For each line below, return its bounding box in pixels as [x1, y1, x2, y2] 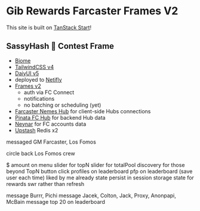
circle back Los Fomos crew [6, 150, 76, 157]
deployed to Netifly [14, 76, 62, 83]
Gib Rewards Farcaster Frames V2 [6, 4, 179, 18]
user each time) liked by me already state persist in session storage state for [6, 174, 194, 181]
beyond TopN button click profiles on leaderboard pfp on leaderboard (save [6, 167, 193, 175]
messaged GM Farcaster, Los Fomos [6, 138, 97, 145]
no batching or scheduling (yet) [23, 101, 101, 108]
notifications [23, 95, 55, 102]
